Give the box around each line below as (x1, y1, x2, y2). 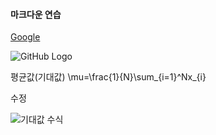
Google (10, 31, 41, 43)
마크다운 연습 (10, 8, 62, 20)
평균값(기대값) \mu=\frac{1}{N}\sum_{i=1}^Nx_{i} (10, 71, 207, 83)
